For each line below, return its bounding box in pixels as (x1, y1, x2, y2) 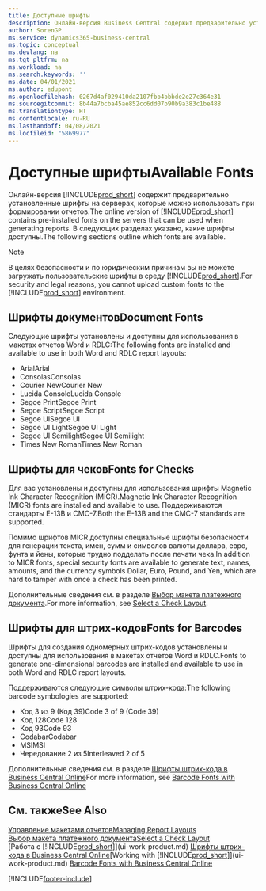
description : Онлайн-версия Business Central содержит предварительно (8, 19, 246, 27)
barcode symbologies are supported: (8, 691, 129, 701)
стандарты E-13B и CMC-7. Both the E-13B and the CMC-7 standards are (8, 508, 245, 519)
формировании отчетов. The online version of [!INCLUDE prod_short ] (8, 207, 234, 216)
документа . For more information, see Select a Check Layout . (8, 599, 208, 608)
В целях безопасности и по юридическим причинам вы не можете (8, 262, 235, 272)
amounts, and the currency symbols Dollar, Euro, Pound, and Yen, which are (8, 566, 256, 576)
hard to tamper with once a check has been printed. (8, 575, 177, 584)
